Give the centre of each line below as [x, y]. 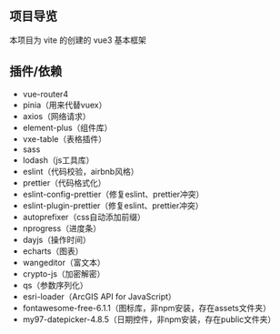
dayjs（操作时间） [56, 239]
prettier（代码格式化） [64, 182]
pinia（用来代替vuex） [65, 105]
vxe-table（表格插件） [65, 138]
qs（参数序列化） [55, 285]
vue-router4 [45, 94]
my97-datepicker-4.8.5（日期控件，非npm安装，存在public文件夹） [149, 319]
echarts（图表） [53, 251]
